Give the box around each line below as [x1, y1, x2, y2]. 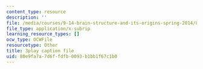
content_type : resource [6, 8, 66, 15]
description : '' [6, 14, 47, 20]
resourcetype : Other [6, 43, 59, 49]
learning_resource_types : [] [6, 31, 80, 37]
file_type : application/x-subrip [6, 25, 91, 32]
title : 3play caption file [6, 48, 74, 54]
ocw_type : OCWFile [6, 37, 53, 43]
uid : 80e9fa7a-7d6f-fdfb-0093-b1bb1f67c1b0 [6, 53, 118, 59]
